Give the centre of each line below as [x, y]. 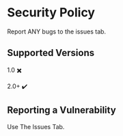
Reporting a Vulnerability [61, 110]
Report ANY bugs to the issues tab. [57, 31]
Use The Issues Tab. [36, 126]
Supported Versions [51, 53]
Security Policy [51, 13]
